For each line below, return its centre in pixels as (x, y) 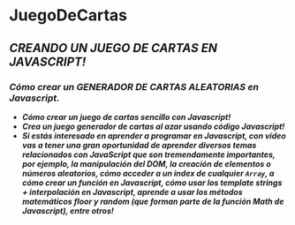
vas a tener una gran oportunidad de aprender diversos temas (139, 145)
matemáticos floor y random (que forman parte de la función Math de (153, 201)
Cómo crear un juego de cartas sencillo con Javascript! (126, 116)
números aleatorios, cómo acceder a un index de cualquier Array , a (148, 173)
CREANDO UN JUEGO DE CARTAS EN (113, 48)
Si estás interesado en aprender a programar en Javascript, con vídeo (154, 135)
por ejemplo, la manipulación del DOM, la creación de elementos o (146, 163)
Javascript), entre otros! (68, 210)
